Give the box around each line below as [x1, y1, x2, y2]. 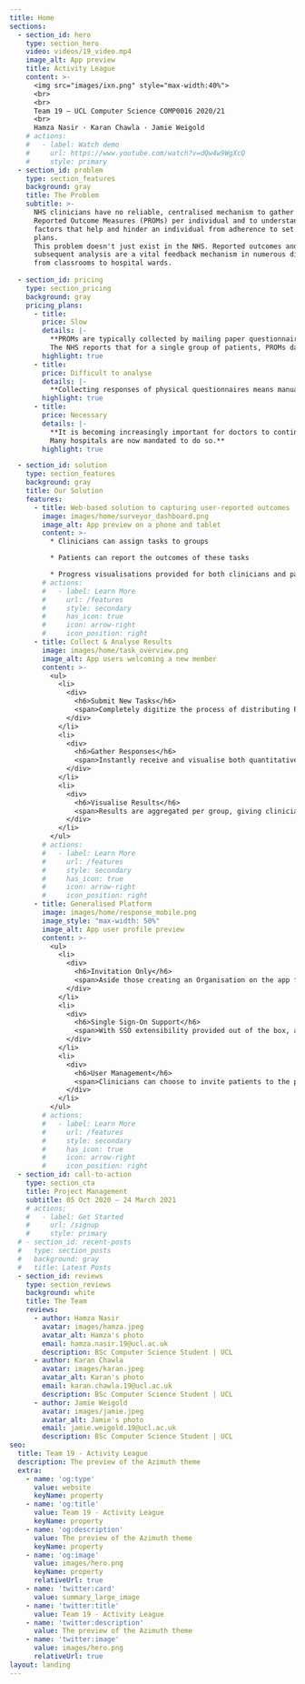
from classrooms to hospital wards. [33, 258, 172, 268]
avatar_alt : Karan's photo [42, 1373, 144, 1382]
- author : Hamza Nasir [33, 1314, 120, 1323]
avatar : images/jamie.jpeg [42, 1407, 144, 1416]
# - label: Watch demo [25, 140, 120, 149]
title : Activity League [25, 65, 116, 74]
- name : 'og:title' [25, 1499, 100, 1509]
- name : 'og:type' [25, 1474, 95, 1483]
